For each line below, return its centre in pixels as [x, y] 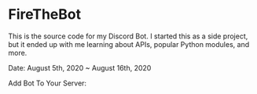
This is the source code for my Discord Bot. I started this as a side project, [128, 36]
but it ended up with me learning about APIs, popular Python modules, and [129, 44]
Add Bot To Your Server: [48, 83]
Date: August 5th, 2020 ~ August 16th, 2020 [80, 67]
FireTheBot [44, 14]
